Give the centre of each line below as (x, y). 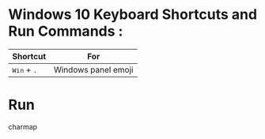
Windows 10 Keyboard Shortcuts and (133, 15)
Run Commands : (66, 31)
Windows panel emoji (94, 69)
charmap (23, 126)
